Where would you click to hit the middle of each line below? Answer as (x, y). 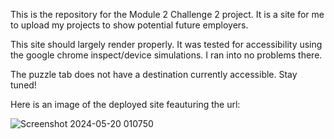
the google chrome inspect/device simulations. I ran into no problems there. (166, 55)
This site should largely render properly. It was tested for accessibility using (166, 44)
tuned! (23, 85)
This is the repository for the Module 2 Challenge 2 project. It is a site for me (167, 14)
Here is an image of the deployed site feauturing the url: (125, 104)
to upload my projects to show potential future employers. (129, 25)
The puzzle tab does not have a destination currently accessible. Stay (154, 74)
